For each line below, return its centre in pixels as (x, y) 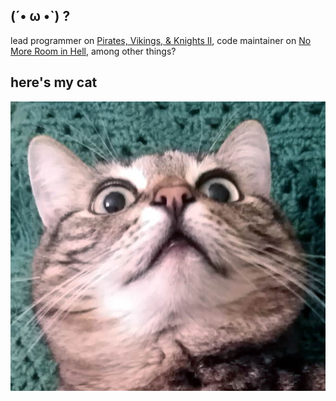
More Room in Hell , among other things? (93, 51)
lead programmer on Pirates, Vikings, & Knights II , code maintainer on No (161, 40)
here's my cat (54, 82)
